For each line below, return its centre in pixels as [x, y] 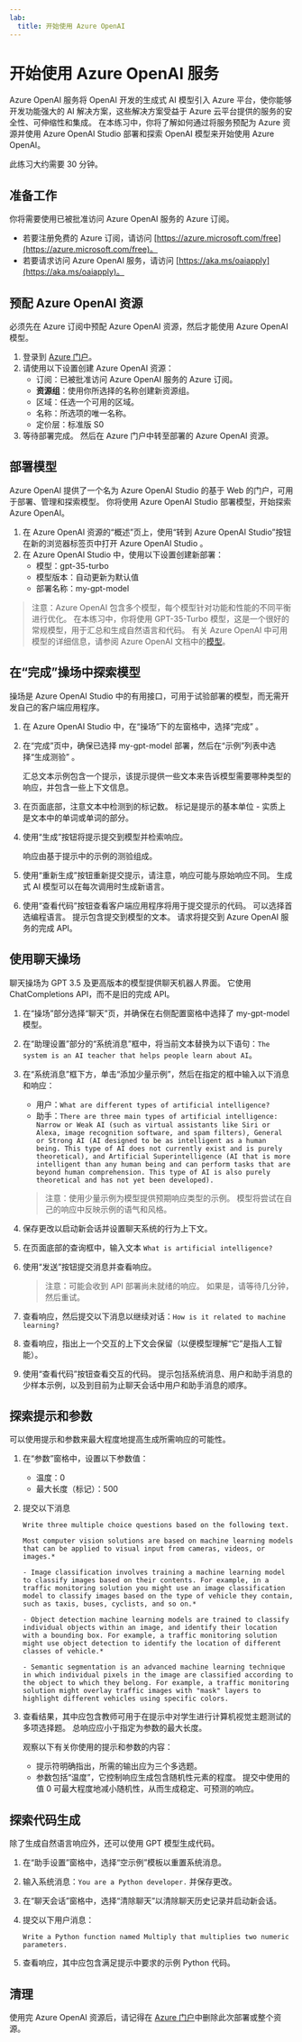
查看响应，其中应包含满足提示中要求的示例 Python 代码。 [129, 1963]
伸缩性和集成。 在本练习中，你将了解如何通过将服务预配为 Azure [160, 123]
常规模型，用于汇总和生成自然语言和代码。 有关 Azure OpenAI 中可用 [160, 630]
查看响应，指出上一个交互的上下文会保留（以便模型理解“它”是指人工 [148, 1343]
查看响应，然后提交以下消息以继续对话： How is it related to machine [154, 1316]
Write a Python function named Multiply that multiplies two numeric [156, 1937]
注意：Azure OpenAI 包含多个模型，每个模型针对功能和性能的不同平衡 [161, 607]
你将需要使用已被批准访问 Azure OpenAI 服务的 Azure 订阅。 [122, 219]
